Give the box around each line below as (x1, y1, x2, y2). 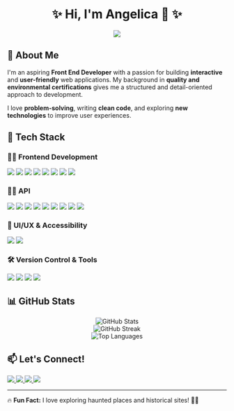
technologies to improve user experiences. (7, 111, 132, 119)
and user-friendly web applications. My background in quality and (7, 75, 200, 84)
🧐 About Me (7, 49, 59, 61)
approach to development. (7, 90, 84, 98)
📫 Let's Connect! (7, 353, 85, 365)
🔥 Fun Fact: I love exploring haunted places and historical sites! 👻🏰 (7, 396, 200, 404)
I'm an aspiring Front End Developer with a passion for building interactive (7, 68, 223, 76)
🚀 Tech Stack (7, 132, 65, 144)
